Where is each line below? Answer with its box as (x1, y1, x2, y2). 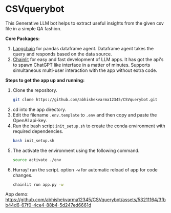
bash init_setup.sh (12, 138, 55, 143)
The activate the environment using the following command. (12, 147, 140, 153)
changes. (12, 172, 33, 178)
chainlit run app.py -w (12, 182, 64, 187)
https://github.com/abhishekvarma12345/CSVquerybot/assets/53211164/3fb (5, 197, 166, 203)
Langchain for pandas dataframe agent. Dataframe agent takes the (12, 45, 154, 51)
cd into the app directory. (12, 106, 67, 112)
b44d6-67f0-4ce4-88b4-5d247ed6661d (5, 202, 91, 208)
